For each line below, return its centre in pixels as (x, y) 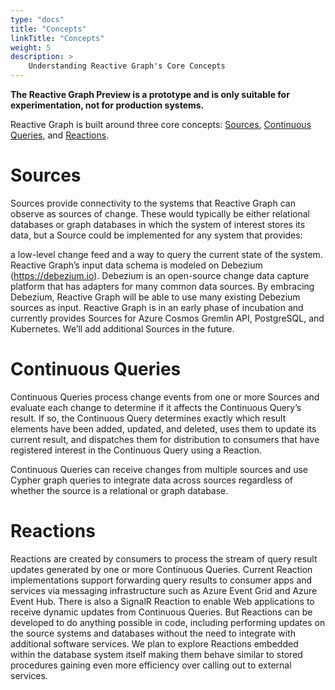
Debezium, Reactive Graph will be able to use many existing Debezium (155, 297)
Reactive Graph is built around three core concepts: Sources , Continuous (161, 124)
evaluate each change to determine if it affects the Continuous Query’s (156, 407)
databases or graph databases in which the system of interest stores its (158, 224)
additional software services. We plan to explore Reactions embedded (154, 643)
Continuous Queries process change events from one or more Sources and (165, 397)
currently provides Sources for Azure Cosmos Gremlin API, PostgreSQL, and (167, 318)
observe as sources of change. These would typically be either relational (160, 213)
